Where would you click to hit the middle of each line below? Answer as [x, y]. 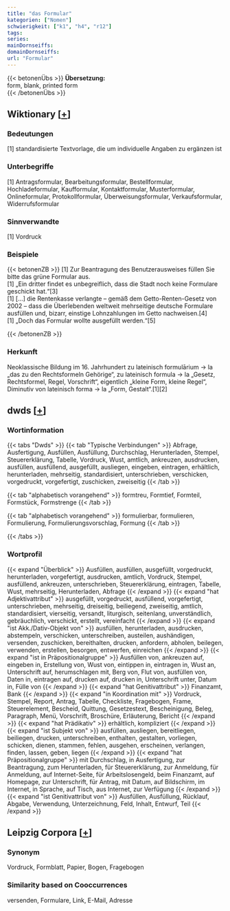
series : [18, 39]
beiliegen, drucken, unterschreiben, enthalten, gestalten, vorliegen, [102, 737]
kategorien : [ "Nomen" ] [39, 20]
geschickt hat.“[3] [33, 291]
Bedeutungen [30, 134]
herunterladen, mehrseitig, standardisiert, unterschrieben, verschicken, [108, 474]
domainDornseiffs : [33, 52]
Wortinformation [35, 430]
